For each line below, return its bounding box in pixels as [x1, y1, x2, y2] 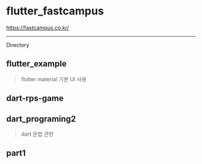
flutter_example [6, 59, 67, 69]
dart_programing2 [6, 114, 76, 124]
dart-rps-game [6, 93, 64, 103]
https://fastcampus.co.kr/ [6, 24, 69, 31]
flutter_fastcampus [6, 4, 104, 18]
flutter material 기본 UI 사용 [20, 75, 87, 82]
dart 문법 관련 [20, 130, 54, 138]
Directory [6, 41, 29, 49]
